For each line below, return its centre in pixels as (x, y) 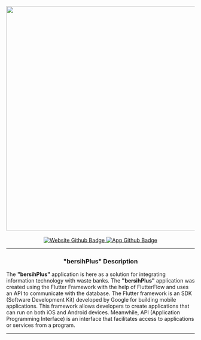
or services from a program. (41, 325)
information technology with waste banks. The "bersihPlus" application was (100, 281)
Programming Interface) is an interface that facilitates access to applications (100, 319)
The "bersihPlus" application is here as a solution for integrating (86, 274)
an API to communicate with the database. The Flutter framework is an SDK (99, 293)
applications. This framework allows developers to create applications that (98, 306)
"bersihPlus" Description (100, 261)
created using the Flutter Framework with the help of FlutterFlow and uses (98, 287)
